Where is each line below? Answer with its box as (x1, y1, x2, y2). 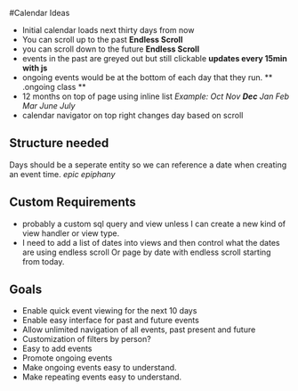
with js (21, 62, 48, 73)
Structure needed (9, 135, 109, 151)
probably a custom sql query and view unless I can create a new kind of (21, 218, 286, 229)
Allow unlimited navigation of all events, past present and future (21, 324, 256, 335)
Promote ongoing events (21, 353, 113, 363)
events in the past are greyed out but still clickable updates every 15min (21, 53, 287, 63)
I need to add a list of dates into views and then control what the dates (21, 237, 280, 248)
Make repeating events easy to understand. (21, 371, 182, 382)
